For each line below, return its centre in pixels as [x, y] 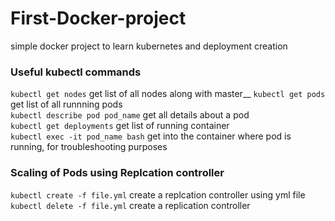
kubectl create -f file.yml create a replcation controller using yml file [158, 194]
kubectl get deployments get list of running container [120, 126]
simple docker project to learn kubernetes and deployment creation [149, 46]
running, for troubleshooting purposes [89, 147]
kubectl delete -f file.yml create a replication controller [130, 205]
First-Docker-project [98, 18]
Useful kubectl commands [76, 72]
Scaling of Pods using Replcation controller [117, 173]
